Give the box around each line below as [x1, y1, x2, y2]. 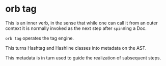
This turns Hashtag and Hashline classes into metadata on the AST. [5, 45, 147, 51]
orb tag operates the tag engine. [5, 35, 74, 41]
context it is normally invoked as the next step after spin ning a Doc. [5, 25, 147, 31]
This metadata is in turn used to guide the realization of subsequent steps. [5, 54, 161, 61]
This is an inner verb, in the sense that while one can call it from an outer [5, 20, 158, 26]
